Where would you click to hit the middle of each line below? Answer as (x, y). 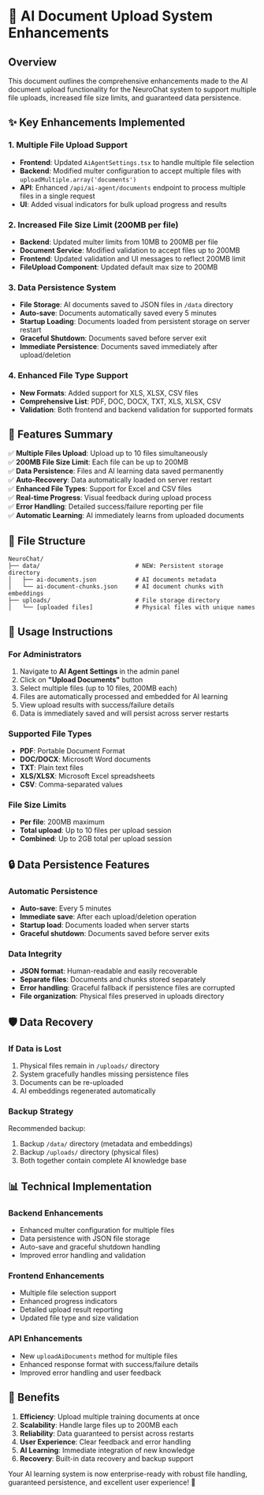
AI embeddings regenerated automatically (87, 1091)
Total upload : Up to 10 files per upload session (95, 830)
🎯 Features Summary (61, 434)
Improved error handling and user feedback (90, 1373)
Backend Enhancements (56, 1213)
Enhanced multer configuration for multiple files (97, 1230)
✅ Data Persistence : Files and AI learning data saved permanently (116, 471)
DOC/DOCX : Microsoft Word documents (85, 759)
